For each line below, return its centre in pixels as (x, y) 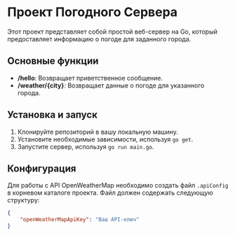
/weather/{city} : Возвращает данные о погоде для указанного (111, 85)
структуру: (23, 200)
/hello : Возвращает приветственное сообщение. (90, 78)
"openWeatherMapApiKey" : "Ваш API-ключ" (80, 220)
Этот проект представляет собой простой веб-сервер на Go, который (112, 32)
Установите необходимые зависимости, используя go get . (105, 139)
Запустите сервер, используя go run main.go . (86, 146)
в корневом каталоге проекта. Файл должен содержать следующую (110, 193)
